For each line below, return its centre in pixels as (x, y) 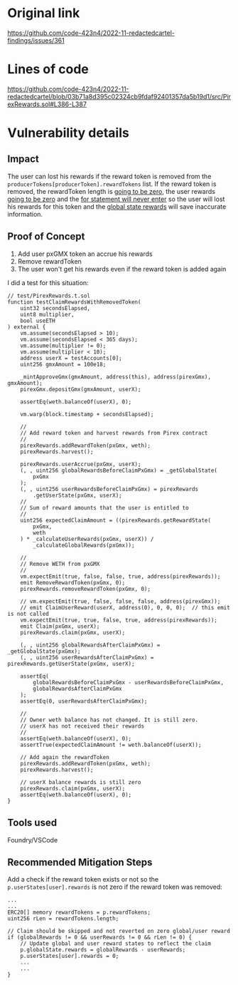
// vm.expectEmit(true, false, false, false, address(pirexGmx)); (120, 601)
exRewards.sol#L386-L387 (47, 104)
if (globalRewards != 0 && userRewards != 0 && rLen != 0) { (100, 938)
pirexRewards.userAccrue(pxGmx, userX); (81, 464)
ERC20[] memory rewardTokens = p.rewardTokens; (79, 913)
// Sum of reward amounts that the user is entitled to (105, 507)
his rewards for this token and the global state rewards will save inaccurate (117, 206)
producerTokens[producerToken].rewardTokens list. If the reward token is (112, 184)
